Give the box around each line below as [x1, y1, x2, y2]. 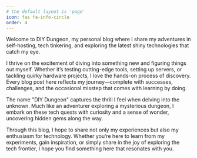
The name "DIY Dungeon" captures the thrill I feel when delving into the [6, 96, 180, 103]
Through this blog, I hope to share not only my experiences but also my [6, 126, 179, 133]
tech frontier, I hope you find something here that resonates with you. [6, 145, 174, 152]
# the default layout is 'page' [6, 8, 85, 15]
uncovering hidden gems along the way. [6, 115, 103, 122]
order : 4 [6, 19, 28, 25]
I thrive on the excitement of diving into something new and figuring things [6, 60, 186, 67]
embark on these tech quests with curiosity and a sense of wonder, [6, 108, 169, 116]
